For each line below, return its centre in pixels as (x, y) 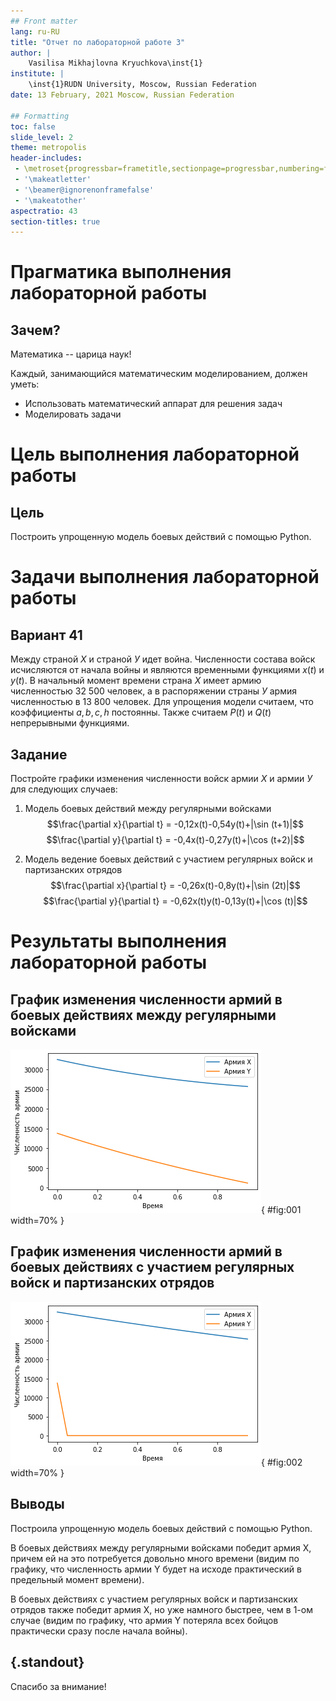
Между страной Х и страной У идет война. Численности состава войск (163, 659)
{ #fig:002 (282, 1462)
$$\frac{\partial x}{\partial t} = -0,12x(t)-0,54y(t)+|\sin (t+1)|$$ (175, 824)
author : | (31, 53)
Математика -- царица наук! (71, 354)
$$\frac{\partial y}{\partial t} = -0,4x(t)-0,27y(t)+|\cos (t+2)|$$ (175, 840)
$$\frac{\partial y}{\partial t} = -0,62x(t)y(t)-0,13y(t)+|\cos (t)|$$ (175, 901)
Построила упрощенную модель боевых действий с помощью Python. (161, 1528)
